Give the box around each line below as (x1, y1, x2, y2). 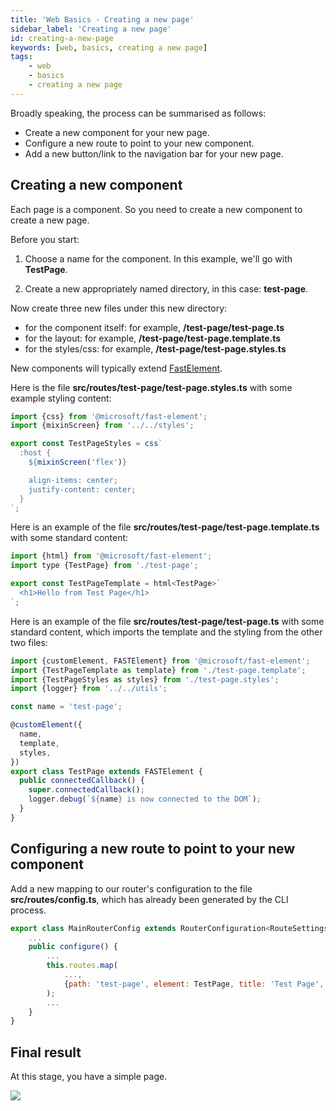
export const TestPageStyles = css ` (10, 439, 163, 449)
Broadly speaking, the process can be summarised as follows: (10, 107, 267, 119)
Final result (10, 1044, 82, 1061)
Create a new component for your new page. (24, 126, 210, 138)
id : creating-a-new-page (10, 33, 114, 43)
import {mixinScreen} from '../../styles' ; (10, 421, 195, 431)
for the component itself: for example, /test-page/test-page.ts (24, 321, 285, 333)
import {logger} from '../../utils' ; (10, 684, 168, 694)
